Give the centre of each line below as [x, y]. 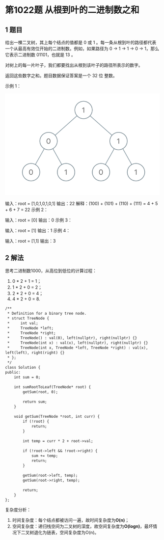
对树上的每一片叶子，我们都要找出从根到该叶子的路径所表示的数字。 [74, 65]
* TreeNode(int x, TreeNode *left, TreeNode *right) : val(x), [78, 348]
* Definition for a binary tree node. [47, 313]
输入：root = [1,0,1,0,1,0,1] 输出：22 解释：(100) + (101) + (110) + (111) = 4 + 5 [82, 203]
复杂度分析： [18, 510]
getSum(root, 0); [40, 392]
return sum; [35, 402]
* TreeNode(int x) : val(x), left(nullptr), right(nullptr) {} [78, 343]
